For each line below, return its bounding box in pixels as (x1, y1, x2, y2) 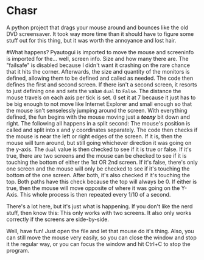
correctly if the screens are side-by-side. (6, 216, 110, 223)
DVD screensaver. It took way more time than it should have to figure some (6, 30, 194, 37)
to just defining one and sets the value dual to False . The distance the (6, 87, 181, 94)
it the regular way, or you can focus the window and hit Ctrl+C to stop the (6, 240, 191, 247)
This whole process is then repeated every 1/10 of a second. (20, 191, 171, 198)
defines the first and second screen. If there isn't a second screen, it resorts (6, 80, 197, 88)
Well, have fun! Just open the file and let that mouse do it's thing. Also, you (6, 227, 194, 234)
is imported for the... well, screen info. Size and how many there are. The (6, 55, 189, 62)
